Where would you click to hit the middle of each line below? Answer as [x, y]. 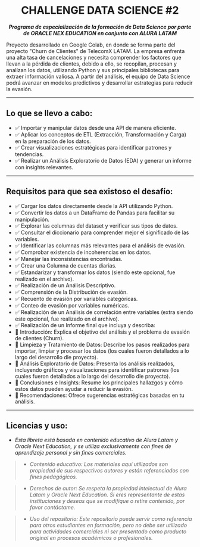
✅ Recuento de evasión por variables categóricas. [76, 299]
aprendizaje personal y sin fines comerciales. [71, 453]
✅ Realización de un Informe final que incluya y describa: [85, 325]
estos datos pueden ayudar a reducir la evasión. [74, 389]
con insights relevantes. [44, 167]
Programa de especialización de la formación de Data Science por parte [100, 27]
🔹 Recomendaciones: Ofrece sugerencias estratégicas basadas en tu [99, 395]
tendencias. [29, 154]
